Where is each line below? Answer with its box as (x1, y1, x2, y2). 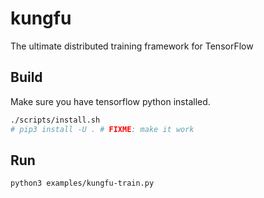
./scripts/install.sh (10, 115, 101, 125)
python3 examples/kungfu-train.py (10, 178, 155, 189)
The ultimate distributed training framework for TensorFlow (10, 40, 254, 52)
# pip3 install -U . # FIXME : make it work (10, 124, 195, 134)
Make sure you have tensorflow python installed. (10, 95, 211, 107)
